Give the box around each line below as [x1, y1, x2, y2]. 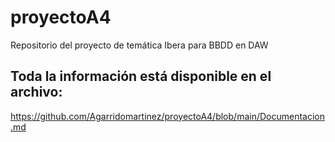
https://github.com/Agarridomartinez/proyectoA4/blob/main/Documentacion [10, 110, 325, 122]
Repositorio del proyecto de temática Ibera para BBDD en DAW [10, 39, 269, 51]
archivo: [10, 84, 63, 101]
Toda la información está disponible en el [10, 68, 272, 85]
